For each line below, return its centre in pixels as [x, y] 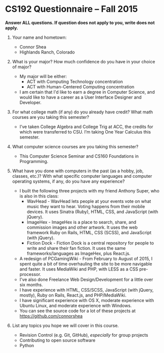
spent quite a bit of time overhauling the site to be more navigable [86, 264]
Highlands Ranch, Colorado [47, 52]
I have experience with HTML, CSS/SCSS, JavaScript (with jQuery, [86, 290]
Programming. [34, 161]
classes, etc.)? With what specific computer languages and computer [82, 176]
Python [27, 345]
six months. [31, 285]
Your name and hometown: [39, 37]
